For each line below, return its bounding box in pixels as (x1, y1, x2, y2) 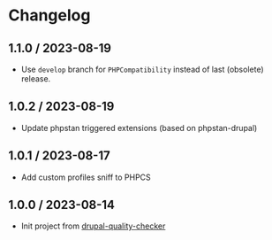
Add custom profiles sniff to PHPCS (20, 172, 151, 182)
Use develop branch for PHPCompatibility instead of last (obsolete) (20, 64, 264, 74)
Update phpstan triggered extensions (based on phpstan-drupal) (20, 122, 258, 133)
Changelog (8, 5, 91, 26)
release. (20, 74, 51, 84)
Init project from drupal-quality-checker (20, 221, 166, 231)
